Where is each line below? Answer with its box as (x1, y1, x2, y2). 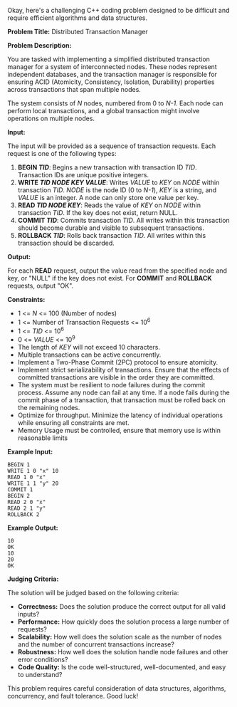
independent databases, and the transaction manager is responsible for (7, 70, 217, 78)
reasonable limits (17, 434, 68, 442)
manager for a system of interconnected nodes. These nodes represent (7, 63, 217, 70)
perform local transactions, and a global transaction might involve (7, 107, 200, 115)
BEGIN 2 (7, 492, 31, 499)
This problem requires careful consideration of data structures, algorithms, (7, 684, 226, 693)
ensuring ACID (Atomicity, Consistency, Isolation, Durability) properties (7, 78, 215, 86)
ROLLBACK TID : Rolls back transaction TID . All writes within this (17, 231, 206, 239)
